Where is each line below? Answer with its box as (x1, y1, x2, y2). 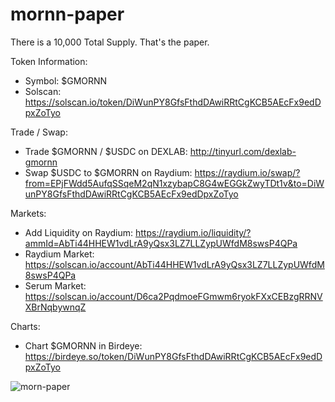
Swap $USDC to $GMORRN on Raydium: (24, 166, 193, 178)
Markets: (10, 207, 47, 219)
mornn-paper (10, 3, 125, 26)
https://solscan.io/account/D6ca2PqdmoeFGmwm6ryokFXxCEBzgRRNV (24, 290, 323, 302)
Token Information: (10, 55, 88, 67)
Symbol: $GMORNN (24, 74, 108, 87)
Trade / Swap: (10, 126, 68, 138)
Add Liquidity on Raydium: (24, 226, 134, 238)
